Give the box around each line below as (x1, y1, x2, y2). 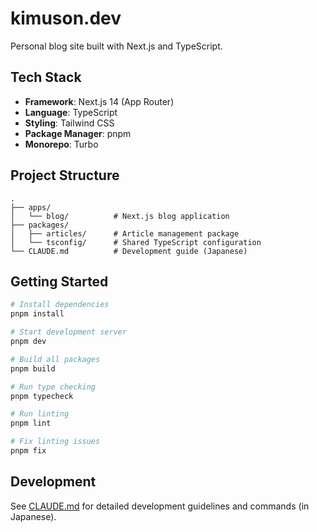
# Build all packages (10, 354, 101, 364)
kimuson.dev (10, 7, 122, 30)
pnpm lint (10, 418, 52, 429)
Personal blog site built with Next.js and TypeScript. (10, 40, 223, 52)
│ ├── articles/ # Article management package (10, 228, 240, 239)
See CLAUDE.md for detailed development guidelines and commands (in (10, 500, 310, 512)
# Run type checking (10, 382, 97, 392)
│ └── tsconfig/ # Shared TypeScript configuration (10, 237, 262, 247)
